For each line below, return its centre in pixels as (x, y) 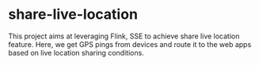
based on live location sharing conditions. (76, 52)
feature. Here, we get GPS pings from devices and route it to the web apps (130, 44)
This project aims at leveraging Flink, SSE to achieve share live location (124, 36)
